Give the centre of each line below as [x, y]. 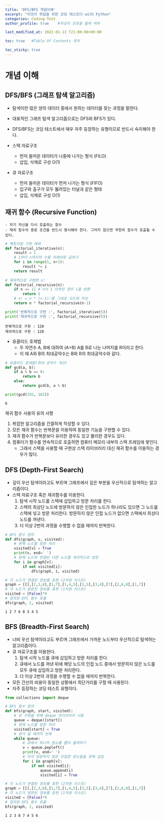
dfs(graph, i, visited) [55, 571]
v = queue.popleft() [44, 748]
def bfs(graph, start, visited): [39, 711]
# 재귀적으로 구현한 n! [25, 280]
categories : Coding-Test [30, 19]
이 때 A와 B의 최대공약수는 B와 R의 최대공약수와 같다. [70, 354]
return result [28, 271]
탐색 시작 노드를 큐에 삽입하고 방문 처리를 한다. [64, 658]
